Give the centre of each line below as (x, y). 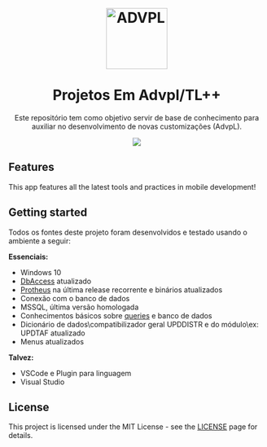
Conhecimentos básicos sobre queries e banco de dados (116, 315)
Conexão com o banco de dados (75, 298)
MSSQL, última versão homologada (79, 307)
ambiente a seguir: (39, 241)
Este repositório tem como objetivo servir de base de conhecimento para (137, 117)
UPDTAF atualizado (53, 333)
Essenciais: (28, 256)
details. (21, 436)
